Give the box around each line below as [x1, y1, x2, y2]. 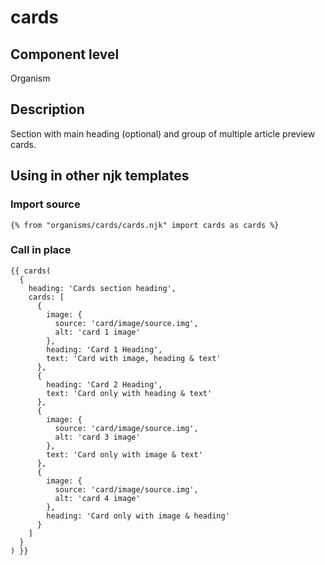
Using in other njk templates [10, 167, 190, 185]
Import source [10, 197, 81, 211]
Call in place [10, 243, 72, 257]
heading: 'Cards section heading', [28, 283, 177, 293]
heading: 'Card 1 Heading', [46, 344, 163, 355]
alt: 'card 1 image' [54, 327, 141, 337]
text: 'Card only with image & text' [46, 449, 203, 460]
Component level [10, 46, 120, 63]
